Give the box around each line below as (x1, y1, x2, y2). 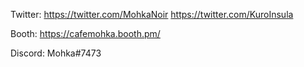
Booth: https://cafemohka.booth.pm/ (10, 28, 161, 39)
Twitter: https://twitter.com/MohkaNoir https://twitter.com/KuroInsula (10, 9, 294, 20)
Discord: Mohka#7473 (10, 47, 102, 59)
